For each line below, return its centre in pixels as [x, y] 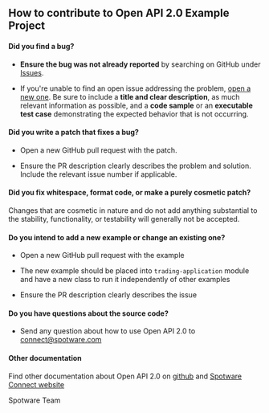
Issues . [32, 72]
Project [27, 26]
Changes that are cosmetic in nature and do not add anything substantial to [133, 211]
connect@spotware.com [61, 340]
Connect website [37, 384]
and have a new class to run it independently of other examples [125, 280]
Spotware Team [35, 400]
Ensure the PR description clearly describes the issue [108, 295]
